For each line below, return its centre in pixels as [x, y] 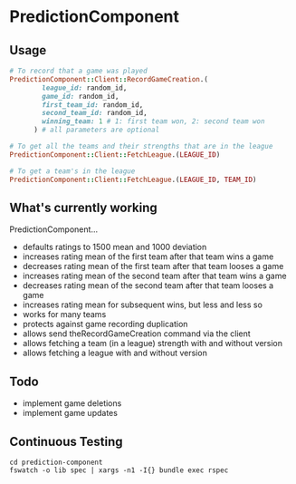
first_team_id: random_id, [93, 105]
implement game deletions [72, 403]
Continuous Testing [67, 441]
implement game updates [70, 413]
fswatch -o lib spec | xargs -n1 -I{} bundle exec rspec [119, 470]
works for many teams [64, 315]
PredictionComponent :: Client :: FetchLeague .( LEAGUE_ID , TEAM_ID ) [133, 179]
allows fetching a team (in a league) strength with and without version [153, 344]
